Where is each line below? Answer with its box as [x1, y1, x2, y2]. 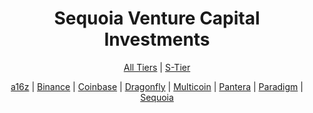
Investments [103, 28, 211, 51]
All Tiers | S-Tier [123, 61, 191, 73]
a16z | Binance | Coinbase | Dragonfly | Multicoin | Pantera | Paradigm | [10, 80, 304, 92]
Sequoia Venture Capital [53, 7, 261, 30]
